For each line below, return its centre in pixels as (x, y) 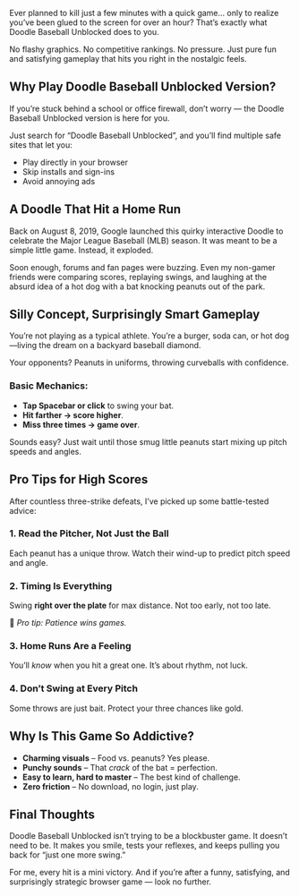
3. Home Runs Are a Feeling (70, 646)
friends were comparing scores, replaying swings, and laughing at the (138, 277)
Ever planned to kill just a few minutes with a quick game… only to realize (144, 13)
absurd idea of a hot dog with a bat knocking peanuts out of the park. (137, 286)
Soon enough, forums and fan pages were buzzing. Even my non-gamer (142, 267)
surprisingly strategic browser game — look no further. (111, 882)
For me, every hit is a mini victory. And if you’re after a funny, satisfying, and (150, 873)
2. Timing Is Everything (61, 585)
